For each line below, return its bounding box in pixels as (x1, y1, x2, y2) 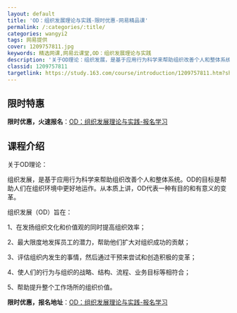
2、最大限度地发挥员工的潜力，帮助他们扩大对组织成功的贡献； (7, 238, 190, 247)
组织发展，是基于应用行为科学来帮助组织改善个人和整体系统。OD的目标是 (7, 175, 221, 184)
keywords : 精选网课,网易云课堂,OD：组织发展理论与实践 (7, 50, 152, 57)
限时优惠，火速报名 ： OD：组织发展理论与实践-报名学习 (7, 117, 168, 126)
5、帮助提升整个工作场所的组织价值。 (7, 283, 116, 292)
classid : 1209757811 (7, 63, 68, 70)
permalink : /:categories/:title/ (7, 23, 106, 30)
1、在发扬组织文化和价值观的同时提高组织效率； (7, 223, 146, 232)
